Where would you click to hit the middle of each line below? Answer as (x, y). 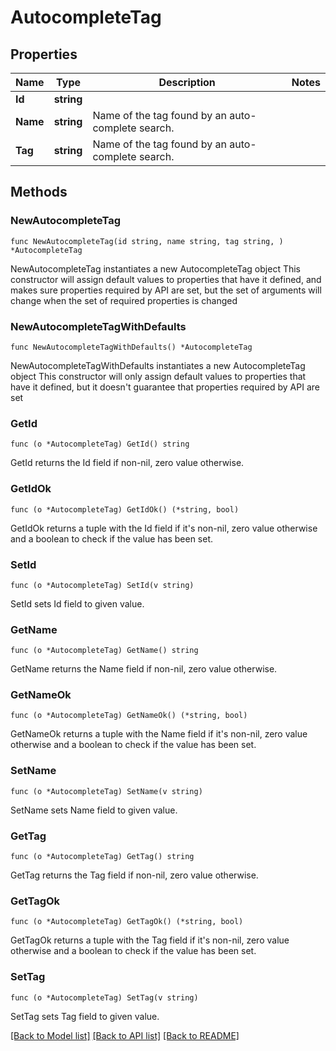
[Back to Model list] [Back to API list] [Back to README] (125, 1035)
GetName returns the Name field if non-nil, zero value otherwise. (144, 669)
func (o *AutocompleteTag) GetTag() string (102, 857)
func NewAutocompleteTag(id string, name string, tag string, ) (147, 241)
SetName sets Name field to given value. (94, 810)
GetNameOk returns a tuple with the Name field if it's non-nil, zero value (159, 734)
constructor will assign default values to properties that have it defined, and (166, 279)
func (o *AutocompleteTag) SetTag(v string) (104, 997)
